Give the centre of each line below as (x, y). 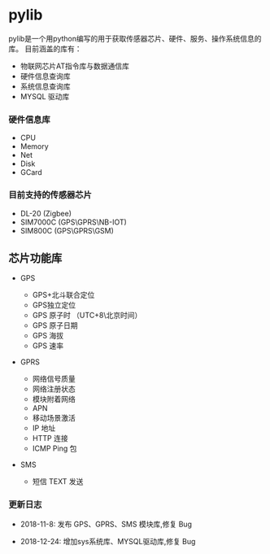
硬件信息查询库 (45, 76)
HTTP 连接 (50, 438)
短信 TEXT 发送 (58, 482)
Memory (34, 146)
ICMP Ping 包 (54, 448)
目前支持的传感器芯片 (50, 195)
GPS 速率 (48, 346)
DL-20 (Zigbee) (46, 213)
